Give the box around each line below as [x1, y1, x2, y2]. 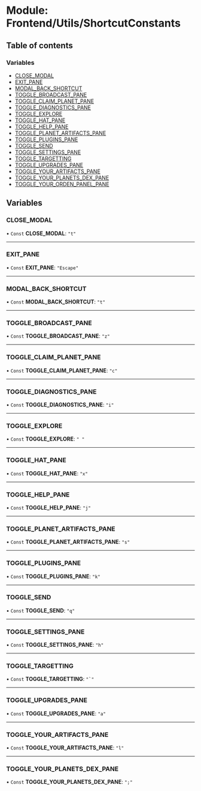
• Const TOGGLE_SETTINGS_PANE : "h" [6, 641, 104, 649]
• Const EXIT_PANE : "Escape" [6, 264, 79, 271]
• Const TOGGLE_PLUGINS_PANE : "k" [6, 572, 100, 580]
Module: [6, 4, 48, 17]
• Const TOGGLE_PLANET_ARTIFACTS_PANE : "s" [6, 539, 130, 546]
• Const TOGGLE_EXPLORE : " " [6, 435, 85, 442]
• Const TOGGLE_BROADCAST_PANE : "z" [6, 332, 110, 340]
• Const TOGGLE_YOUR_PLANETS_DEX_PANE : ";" [6, 778, 133, 786]
